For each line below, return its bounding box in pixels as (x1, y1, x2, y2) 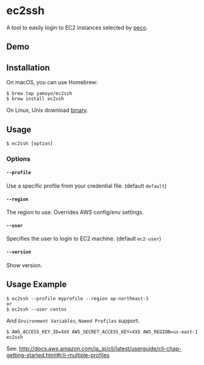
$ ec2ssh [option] (6, 140, 53, 147)
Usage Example (6, 279, 67, 290)
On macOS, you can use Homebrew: (6, 79, 98, 86)
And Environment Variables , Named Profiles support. (6, 317, 140, 324)
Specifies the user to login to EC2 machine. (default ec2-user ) (6, 235, 162, 242)
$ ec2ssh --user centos (6, 306, 67, 312)
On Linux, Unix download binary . (6, 106, 89, 114)
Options (6, 154, 31, 163)
